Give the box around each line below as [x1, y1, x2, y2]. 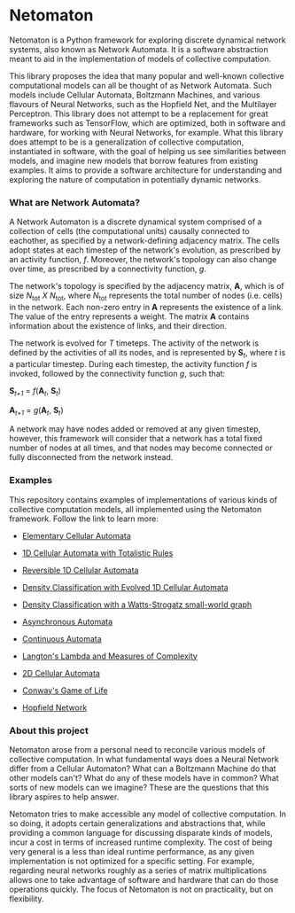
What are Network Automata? [9, 196, 140, 208]
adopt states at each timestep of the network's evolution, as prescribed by [9, 245, 282, 255]
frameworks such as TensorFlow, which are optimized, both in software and [9, 117, 286, 129]
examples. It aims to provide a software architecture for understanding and [9, 165, 283, 176]
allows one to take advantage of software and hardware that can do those [9, 875, 279, 886]
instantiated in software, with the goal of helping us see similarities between [9, 145, 286, 156]
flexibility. [9, 893, 44, 904]
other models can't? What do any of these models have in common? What [9, 773, 279, 784]
